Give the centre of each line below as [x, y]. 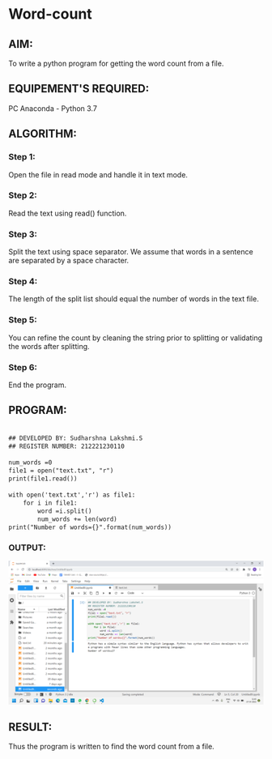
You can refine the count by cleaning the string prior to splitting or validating [136, 338]
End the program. [38, 385]
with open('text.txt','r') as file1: [72, 495]
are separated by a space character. [69, 261]
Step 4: [23, 282]
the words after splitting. [49, 346]
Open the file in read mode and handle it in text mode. [98, 174]
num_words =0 [30, 463]
